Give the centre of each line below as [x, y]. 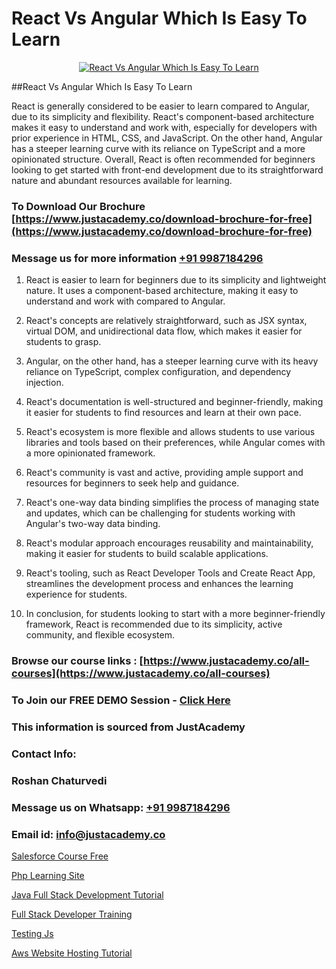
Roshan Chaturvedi [59, 780]
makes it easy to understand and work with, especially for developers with [164, 127]
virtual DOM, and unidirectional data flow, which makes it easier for [164, 331]
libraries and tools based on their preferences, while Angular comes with [175, 443]
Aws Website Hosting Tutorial [72, 953]
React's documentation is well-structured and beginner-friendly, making [174, 402]
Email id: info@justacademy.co [88, 834]
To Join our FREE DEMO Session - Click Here [121, 700]
